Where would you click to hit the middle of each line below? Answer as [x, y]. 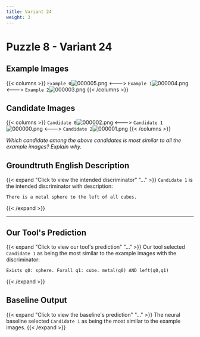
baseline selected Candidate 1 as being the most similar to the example [93, 321]
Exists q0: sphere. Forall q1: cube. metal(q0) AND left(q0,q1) [87, 270]
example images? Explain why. [44, 147]
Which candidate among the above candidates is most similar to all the [94, 140]
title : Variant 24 [29, 12]
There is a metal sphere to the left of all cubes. [71, 197]
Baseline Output [37, 300]
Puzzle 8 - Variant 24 [59, 47]
